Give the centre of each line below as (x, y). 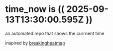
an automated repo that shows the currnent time (55, 33)
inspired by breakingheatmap (35, 43)
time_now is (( (35, 9)
